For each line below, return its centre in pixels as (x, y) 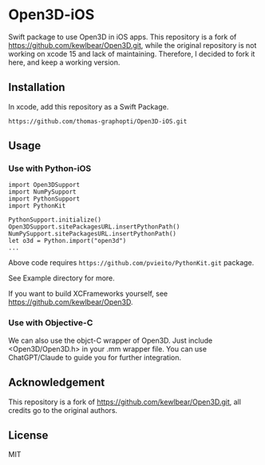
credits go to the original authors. (63, 410)
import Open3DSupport (44, 185)
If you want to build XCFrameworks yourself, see (88, 294)
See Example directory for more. (62, 278)
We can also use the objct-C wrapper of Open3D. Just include (111, 340)
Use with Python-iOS (50, 169)
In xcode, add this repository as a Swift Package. (89, 106)
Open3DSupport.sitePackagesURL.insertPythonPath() (94, 227)
